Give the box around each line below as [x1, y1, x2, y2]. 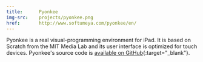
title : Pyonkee [6, 8, 59, 15]
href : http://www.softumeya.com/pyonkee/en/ [6, 20, 137, 26]
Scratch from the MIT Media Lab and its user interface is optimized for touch [6, 43, 198, 50]
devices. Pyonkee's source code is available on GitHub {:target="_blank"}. [6, 49, 190, 57]
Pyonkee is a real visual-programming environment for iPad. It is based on [6, 37, 191, 44]
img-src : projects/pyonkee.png [6, 14, 94, 20]
